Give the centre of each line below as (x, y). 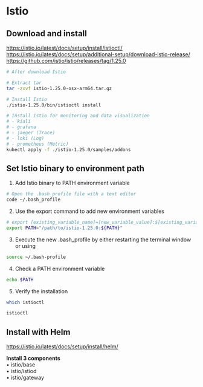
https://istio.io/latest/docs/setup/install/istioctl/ (64, 48)
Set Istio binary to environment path (76, 168)
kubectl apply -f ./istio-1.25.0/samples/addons (69, 149)
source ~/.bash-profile (36, 257)
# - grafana (21, 127)
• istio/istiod (21, 371)
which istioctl (25, 302)
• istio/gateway (25, 378)
